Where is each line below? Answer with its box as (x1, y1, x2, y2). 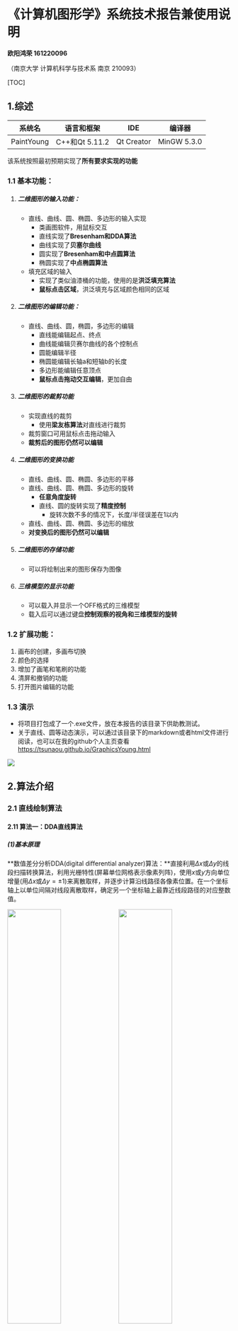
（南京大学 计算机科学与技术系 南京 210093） (7, 64, 140, 72)
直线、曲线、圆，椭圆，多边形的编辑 (28, 322, 135, 330)
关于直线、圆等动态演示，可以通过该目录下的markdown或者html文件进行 (17, 728, 229, 737)
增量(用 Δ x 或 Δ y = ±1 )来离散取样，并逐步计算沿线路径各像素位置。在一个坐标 (7, 876, 229, 885)
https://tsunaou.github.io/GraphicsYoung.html (17, 745, 151, 754)
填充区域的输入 (28, 267, 72, 276)
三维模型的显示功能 (17, 582, 74, 591)
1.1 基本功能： (7, 176, 54, 186)
